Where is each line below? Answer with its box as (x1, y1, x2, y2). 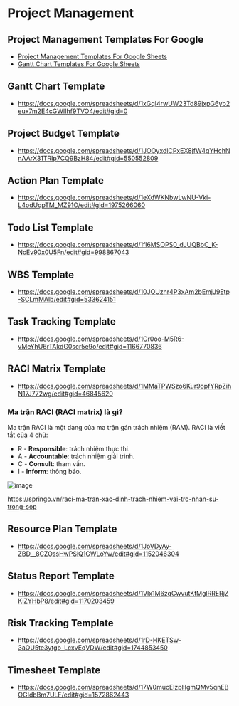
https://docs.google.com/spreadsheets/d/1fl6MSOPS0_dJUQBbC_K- (17, 241, 218, 249)
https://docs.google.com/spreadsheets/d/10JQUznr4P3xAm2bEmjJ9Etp (17, 288, 230, 296)
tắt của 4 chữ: (7, 431, 48, 439)
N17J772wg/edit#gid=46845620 (17, 389, 114, 398)
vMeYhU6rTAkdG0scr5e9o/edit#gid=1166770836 (17, 342, 162, 350)
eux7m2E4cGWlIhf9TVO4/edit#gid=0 (17, 107, 128, 115)
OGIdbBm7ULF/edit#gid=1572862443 (17, 690, 129, 699)
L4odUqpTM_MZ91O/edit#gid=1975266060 (17, 201, 146, 209)
